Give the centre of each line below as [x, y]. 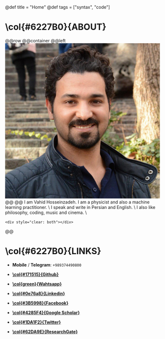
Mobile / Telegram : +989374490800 [47, 265]
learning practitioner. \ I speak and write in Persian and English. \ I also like [80, 207]
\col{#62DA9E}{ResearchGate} [45, 332]
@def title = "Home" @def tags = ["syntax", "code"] [58, 7]
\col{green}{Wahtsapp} [37, 284]
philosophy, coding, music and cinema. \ [46, 212]
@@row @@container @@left [35, 40]
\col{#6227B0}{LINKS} [53, 251]
